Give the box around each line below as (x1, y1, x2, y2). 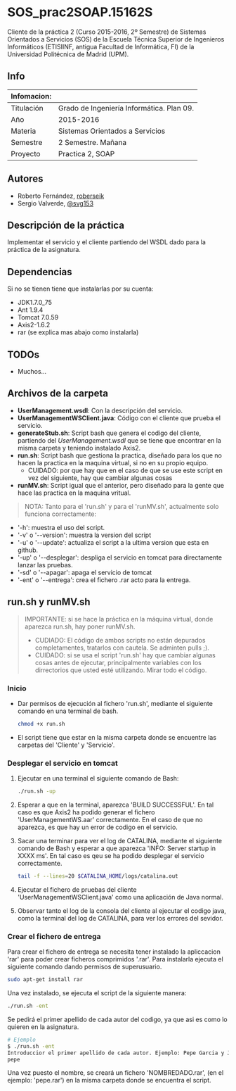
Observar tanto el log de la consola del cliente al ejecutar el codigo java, (17, 906, 227, 915)
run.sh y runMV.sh (7, 596, 91, 608)
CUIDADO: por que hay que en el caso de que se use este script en (27, 466, 223, 474)
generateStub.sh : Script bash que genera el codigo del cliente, (17, 429, 202, 437)
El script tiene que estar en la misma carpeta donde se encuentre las (17, 733, 216, 741)
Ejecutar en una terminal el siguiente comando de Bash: (17, 774, 179, 783)
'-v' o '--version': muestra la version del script (17, 531, 152, 539)
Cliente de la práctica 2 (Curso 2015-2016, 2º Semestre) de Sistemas (7, 27, 206, 36)
